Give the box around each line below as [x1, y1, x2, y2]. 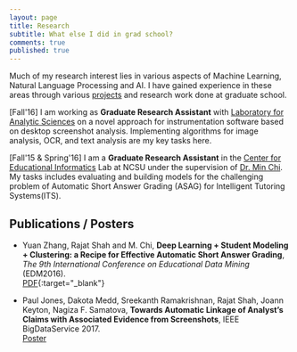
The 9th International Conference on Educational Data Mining [21, 258, 250, 269]
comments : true [9, 37, 66, 47]
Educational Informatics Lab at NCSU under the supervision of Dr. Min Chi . [9, 162, 284, 173]
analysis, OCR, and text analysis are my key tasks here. [9, 135, 212, 146]
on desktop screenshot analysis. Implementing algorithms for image [9, 126, 259, 136]
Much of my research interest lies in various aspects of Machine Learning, [9, 70, 283, 81]
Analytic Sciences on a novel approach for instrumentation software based [9, 117, 284, 127]
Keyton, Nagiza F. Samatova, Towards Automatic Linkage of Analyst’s [21, 304, 284, 315]
